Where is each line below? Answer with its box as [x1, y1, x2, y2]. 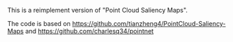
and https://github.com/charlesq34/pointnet [25, 27, 154, 35]
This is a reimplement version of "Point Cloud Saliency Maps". [7, 6, 188, 14]
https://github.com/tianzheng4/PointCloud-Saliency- [72, 20, 226, 27]
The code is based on [7, 20, 71, 27]
